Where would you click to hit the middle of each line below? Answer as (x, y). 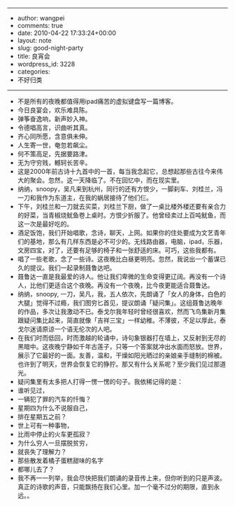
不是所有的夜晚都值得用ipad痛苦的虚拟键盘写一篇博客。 (97, 101)
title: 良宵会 (34, 56)
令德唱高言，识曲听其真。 (54, 128)
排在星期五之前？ (42, 417)
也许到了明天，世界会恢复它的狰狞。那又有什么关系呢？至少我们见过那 (119, 364)
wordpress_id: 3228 (46, 64)
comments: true (40, 26)
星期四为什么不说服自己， (54, 408)
